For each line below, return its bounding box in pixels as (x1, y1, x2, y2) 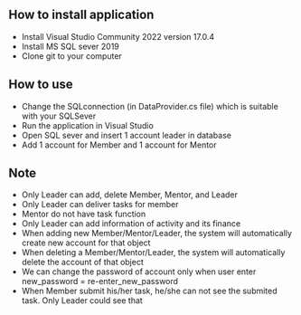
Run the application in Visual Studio (21, 119, 155, 130)
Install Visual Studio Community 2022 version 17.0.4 (21, 31, 215, 42)
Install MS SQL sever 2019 (21, 41, 119, 52)
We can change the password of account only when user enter (21, 266, 257, 277)
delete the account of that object (21, 257, 144, 268)
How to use (8, 77, 73, 92)
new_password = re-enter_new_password (21, 276, 178, 287)
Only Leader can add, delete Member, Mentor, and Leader (21, 189, 239, 200)
